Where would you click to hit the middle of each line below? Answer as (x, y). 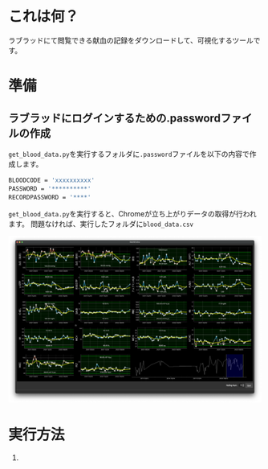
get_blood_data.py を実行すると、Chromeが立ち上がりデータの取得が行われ (132, 213)
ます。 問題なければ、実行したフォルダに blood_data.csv (101, 224)
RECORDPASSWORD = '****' (50, 197)
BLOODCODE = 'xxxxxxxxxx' (51, 180)
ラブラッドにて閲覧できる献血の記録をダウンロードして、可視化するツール (131, 40)
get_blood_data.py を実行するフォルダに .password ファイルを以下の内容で (129, 154)
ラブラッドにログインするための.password (114, 118)
